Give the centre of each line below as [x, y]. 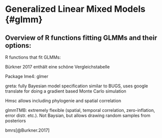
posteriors [16, 121]
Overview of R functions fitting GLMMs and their [81, 38]
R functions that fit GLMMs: [33, 57]
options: [18, 45]
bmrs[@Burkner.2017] [27, 130]
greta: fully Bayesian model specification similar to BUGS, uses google [77, 86]
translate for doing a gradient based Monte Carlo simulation [66, 91]
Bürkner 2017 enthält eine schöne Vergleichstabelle [58, 67]
